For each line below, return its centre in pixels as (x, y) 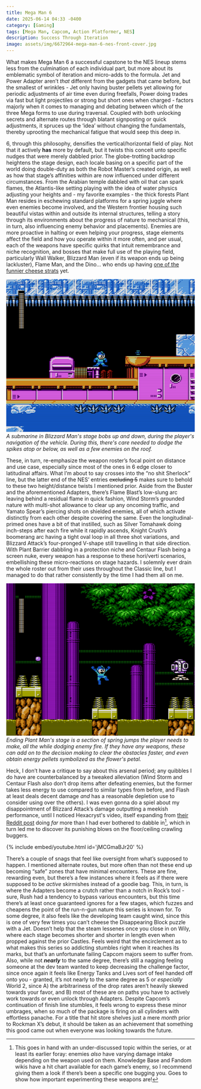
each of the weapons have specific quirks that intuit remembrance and (93, 245)
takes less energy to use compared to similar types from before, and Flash (98, 790)
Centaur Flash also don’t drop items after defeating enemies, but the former (99, 784)
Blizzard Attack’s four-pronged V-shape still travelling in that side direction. (99, 543)
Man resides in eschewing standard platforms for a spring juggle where (94, 201)
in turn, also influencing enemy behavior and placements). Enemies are (94, 226)
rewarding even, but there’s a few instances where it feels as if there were (97, 878)
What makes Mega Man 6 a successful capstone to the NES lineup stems (96, 62)
